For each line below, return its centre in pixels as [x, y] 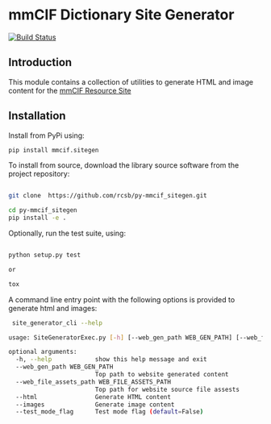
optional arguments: [43, 352]
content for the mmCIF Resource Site [70, 90]
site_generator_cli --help [57, 323]
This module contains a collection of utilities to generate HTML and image [131, 81]
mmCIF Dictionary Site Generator [121, 15]
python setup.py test [45, 256]
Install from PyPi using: [46, 135]
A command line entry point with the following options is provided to [122, 299]
